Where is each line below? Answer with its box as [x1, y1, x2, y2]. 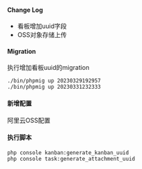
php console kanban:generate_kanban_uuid [7, 149, 129, 156]
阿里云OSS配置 [7, 116, 51, 124]
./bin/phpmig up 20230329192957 [7, 78, 101, 84]
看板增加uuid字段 [17, 22, 68, 31]
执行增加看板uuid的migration [7, 64, 90, 72]
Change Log [7, 6, 43, 14]
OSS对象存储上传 [17, 31, 68, 39]
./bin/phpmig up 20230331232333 [7, 84, 101, 91]
